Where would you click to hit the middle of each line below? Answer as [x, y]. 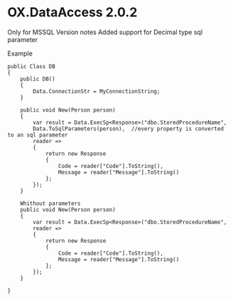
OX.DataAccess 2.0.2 [72, 12]
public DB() [38, 79]
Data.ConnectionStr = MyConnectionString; [97, 91]
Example [20, 53]
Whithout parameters [50, 204]
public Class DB [31, 66]
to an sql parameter [38, 135]
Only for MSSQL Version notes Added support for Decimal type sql [105, 32]
